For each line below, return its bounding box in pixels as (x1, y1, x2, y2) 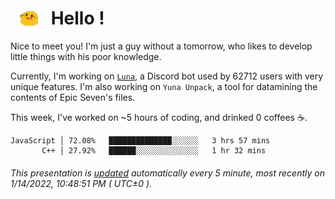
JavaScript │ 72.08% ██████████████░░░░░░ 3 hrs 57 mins (10, 136, 271, 146)
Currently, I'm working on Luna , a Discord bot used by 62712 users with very (10, 70, 324, 82)
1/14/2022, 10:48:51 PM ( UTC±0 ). (10, 177, 153, 189)
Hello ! (50, 7, 105, 30)
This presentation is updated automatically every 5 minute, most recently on (10, 167, 325, 179)
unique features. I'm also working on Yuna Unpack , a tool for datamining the (10, 81, 318, 93)
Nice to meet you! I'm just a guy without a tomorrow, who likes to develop (10, 40, 313, 52)
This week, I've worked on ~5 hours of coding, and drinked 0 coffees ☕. (10, 112, 308, 124)
